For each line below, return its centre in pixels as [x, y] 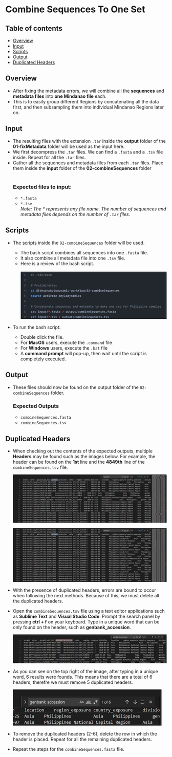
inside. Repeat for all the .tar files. [49, 157]
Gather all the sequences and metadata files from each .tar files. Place [88, 163]
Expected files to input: [42, 187]
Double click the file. [42, 337]
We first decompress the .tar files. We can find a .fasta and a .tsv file [88, 152]
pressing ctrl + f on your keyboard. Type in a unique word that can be [86, 622]
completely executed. [43, 359]
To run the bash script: [37, 327]
